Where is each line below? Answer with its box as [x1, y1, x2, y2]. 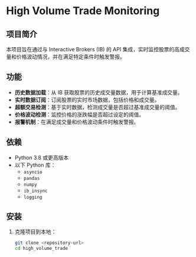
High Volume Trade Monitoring [6, 4, 160, 18]
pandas [23, 175, 40, 181]
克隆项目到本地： [14, 228, 57, 235]
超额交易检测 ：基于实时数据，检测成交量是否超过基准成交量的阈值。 [14, 103, 181, 110]
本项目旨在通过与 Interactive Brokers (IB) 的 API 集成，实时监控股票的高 [6, 46, 180, 52]
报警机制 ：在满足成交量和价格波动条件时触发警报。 [14, 118, 139, 125]
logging [23, 194, 43, 200]
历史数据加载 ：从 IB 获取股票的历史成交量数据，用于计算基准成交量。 [14, 88, 183, 95]
